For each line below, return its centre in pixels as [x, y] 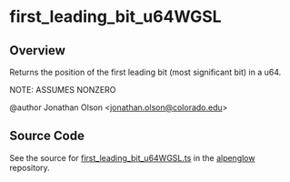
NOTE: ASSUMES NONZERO [63, 90]
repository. [30, 167]
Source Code [47, 136]
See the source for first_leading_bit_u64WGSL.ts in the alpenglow [132, 157]
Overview [38, 51]
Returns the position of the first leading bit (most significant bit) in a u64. [145, 72]
